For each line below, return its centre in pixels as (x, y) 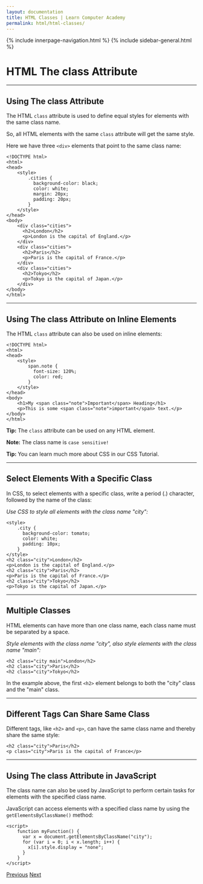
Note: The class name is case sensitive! (58, 442)
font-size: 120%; (55, 371)
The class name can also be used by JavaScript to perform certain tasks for (101, 791)
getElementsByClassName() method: (50, 815)
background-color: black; (66, 184)
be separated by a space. (38, 632)
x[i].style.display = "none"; (66, 848)
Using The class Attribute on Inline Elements (92, 319)
